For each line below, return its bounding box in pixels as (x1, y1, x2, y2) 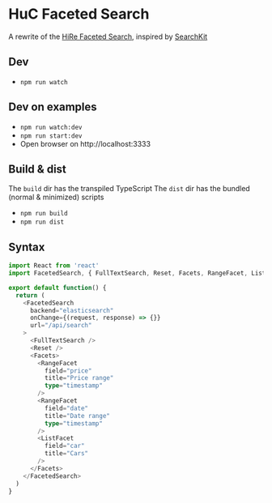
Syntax (8, 240, 45, 254)
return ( (15, 291, 45, 300)
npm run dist (19, 218, 65, 227)
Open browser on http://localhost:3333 (19, 139, 151, 148)
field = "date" (44, 404, 89, 412)
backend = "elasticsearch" (29, 306, 114, 314)
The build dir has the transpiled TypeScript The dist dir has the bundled (8, 184, 251, 194)
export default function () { (8, 283, 107, 292)
